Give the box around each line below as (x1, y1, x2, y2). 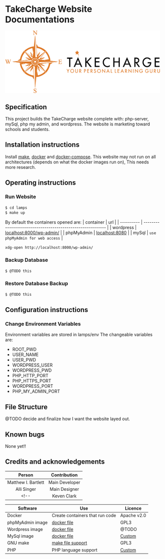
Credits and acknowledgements (5, 458, 105, 466)
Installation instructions (5, 141, 80, 149)
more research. (5, 164, 36, 170)
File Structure (5, 402, 48, 411)
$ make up (5, 210, 26, 215)
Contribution (51, 472, 78, 478)
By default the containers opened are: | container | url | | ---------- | (5, 219, 143, 225)
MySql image (7, 533, 34, 539)
